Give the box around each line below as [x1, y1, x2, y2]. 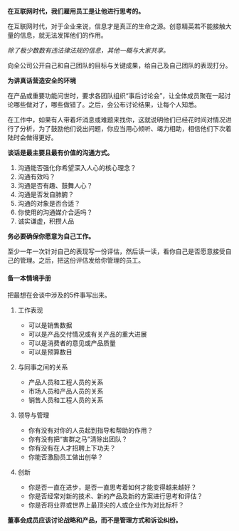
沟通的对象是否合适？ [17, 199, 80, 207]
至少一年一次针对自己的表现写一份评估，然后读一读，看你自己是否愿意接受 [7, 247, 225, 256]
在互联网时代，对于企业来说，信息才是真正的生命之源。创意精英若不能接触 [7, 22, 225, 31]
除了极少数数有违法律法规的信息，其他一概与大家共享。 [7, 46, 169, 54]
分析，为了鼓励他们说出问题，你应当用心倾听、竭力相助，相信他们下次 [19, 125, 225, 132]
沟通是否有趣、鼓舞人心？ [17, 182, 93, 189]
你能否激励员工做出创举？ [28, 453, 104, 461]
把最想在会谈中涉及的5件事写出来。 [7, 291, 112, 300]
